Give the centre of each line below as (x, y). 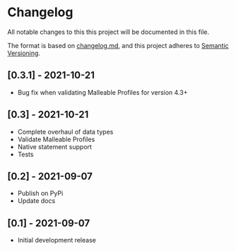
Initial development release (57, 240)
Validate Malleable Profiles (56, 139)
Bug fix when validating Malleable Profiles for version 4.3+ (102, 92)
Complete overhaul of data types (65, 132)
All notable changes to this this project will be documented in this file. (108, 32)
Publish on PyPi (40, 193)
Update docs (36, 201)
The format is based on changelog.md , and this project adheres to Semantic (118, 45)
